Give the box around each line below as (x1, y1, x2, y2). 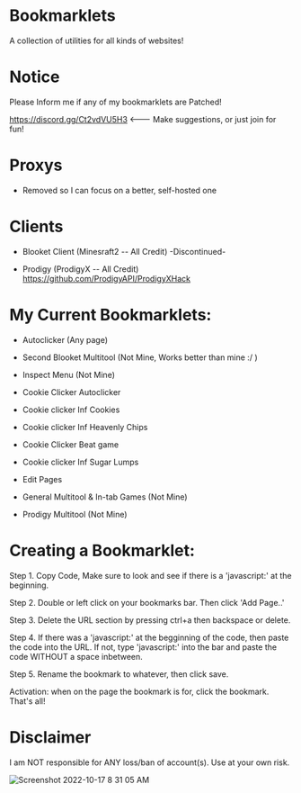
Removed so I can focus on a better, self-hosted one (22, 185, 217, 195)
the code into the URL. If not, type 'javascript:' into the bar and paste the (9, 641, 277, 653)
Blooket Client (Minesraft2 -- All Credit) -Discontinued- (22, 246, 226, 257)
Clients (9, 217, 64, 237)
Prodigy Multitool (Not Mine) (22, 509, 128, 519)
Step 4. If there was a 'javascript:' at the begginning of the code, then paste (9, 632, 289, 643)
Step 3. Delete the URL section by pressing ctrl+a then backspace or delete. (9, 614, 291, 626)
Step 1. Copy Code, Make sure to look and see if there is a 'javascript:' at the (9, 570, 292, 581)
